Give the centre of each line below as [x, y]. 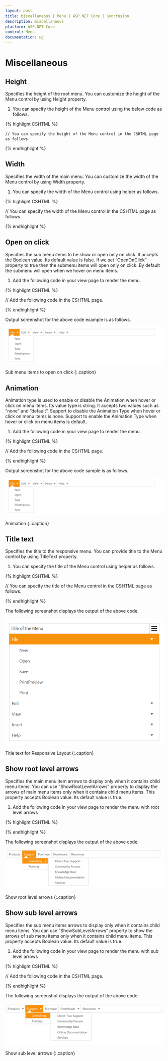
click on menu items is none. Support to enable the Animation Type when [81, 417]
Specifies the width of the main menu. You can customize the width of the [82, 176]
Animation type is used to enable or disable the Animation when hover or [80, 400]
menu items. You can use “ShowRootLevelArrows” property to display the [81, 787]
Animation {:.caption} [27, 523]
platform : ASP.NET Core [30, 27]
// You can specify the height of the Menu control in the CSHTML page [82, 134]
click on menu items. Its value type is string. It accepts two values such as [82, 406]
